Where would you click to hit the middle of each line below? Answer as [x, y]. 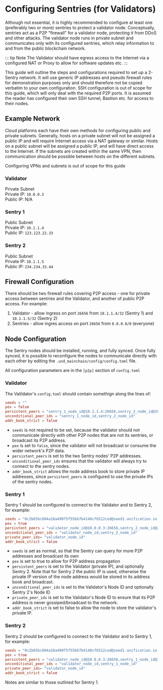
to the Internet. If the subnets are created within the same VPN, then [73, 151]
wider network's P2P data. [39, 450]
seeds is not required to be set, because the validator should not [76, 430]
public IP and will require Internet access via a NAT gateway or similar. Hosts [81, 141]
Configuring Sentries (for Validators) [81, 9]
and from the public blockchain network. [46, 48]
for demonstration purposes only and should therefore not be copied [74, 83]
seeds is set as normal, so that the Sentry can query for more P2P [77, 551]
